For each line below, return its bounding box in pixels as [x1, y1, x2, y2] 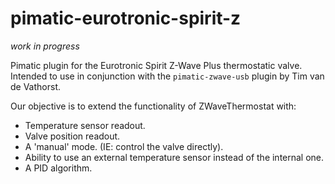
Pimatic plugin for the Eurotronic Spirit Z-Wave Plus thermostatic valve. [10, 59, 303, 71]
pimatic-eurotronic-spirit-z [10, 7, 242, 30]
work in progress [10, 40, 80, 52]
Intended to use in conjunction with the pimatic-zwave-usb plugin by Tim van [10, 70, 325, 82]
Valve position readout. [24, 130, 121, 142]
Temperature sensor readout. [24, 119, 146, 131]
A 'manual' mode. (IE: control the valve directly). [24, 140, 224, 152]
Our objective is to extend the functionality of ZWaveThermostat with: [10, 100, 297, 112]
